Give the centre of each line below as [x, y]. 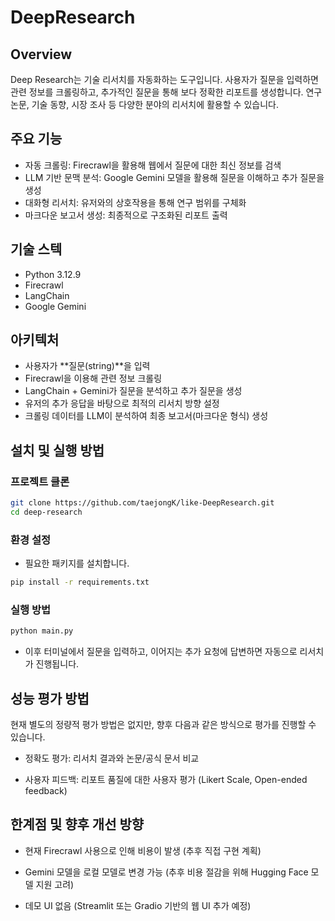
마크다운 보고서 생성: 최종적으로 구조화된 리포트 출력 [126, 215]
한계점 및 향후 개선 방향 [77, 824]
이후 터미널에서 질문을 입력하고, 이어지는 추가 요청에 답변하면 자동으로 [161, 652]
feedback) [46, 791]
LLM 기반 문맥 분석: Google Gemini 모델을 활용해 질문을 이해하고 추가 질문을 [174, 177]
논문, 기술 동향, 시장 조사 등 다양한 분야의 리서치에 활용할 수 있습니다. [144, 104]
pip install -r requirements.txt [80, 582]
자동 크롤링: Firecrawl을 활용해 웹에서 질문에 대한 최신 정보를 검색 [153, 165]
